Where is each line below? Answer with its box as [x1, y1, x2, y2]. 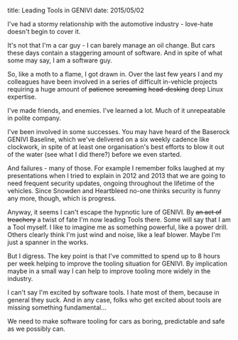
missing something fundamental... [7, 303, 107, 312]
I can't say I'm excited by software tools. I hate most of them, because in [7, 288, 220, 297]
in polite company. [7, 114, 62, 122]
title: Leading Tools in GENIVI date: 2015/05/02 [7, 6, 144, 14]
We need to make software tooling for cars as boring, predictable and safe [7, 317, 225, 325]
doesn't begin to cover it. [7, 28, 81, 35]
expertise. [7, 92, 37, 101]
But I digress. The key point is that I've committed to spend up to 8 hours [7, 252, 220, 260]
